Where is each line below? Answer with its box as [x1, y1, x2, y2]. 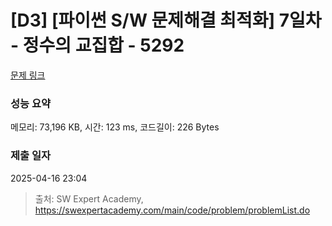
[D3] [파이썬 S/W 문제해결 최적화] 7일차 [10, 9, 322, 32]
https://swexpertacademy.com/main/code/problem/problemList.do [34, 204, 311, 216]
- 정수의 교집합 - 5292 [10, 34, 185, 57]
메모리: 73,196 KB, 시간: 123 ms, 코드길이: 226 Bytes [10, 121, 220, 133]
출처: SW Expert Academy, [34, 192, 144, 205]
